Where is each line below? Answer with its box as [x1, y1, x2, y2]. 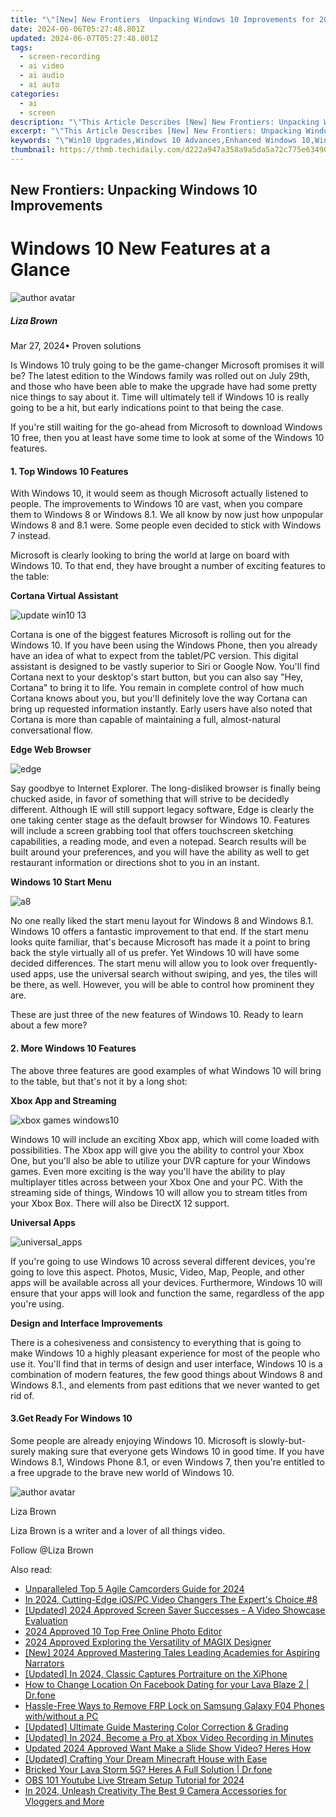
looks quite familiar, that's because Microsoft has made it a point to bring [10, 936, 311, 948]
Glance [10, 259, 71, 281]
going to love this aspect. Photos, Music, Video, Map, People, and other [10, 1266, 305, 1278]
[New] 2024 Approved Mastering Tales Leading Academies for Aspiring [24, 1646, 321, 1658]
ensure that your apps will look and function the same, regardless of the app [10, 1287, 325, 1299]
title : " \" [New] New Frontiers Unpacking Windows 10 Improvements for [10, 14, 315, 25]
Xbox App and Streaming [10, 1094, 117, 1106]
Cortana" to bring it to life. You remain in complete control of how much [10, 682, 305, 694]
